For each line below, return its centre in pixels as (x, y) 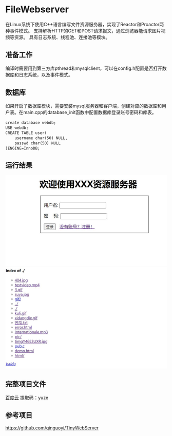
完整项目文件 (26, 384)
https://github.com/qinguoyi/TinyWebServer (52, 428)
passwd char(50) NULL (37, 143)
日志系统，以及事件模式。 (46, 74)
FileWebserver (37, 10)
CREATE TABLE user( (26, 133)
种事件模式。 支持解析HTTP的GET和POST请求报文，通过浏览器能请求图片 (83, 31)
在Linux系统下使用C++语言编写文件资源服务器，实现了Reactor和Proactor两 (85, 24)
